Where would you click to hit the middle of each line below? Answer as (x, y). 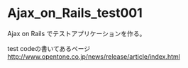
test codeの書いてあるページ (49, 48)
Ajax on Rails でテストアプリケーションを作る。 (77, 33)
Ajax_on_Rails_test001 (75, 13)
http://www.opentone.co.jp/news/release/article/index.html (94, 56)
